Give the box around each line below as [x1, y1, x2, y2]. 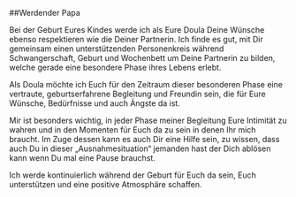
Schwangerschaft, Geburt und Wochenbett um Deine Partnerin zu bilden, [9, 53, 276, 63]
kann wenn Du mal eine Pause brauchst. [9, 153, 156, 163]
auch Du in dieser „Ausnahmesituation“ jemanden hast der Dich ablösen [9, 143, 271, 154]
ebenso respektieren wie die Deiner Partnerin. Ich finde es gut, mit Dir [9, 34, 263, 44]
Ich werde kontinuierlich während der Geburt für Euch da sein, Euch [9, 170, 256, 180]
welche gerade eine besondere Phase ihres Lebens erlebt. [9, 62, 222, 72]
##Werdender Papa [9, 8, 81, 18]
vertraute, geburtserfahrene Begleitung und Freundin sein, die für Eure [9, 88, 267, 99]
